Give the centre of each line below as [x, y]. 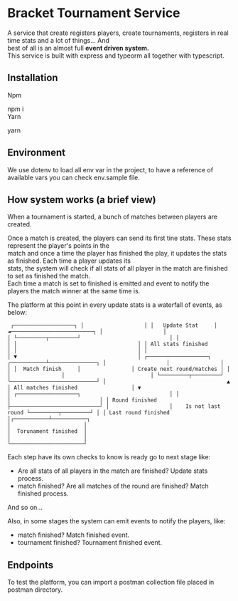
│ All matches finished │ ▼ [74, 388]
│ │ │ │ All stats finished [108, 344]
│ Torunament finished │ [47, 432]
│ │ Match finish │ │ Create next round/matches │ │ [119, 369]
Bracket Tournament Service [94, 13]
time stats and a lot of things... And [59, 40]
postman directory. [35, 590]
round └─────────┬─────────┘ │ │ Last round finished [89, 413]
